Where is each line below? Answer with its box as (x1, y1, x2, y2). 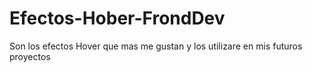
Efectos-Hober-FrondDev (9, 7, 226, 30)
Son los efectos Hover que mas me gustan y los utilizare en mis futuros (9, 40, 303, 52)
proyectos (9, 50, 51, 62)
